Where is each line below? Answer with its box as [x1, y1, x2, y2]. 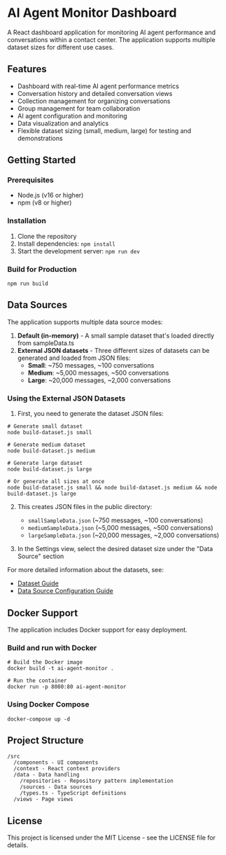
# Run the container [7, 677, 68, 684]
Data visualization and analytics [17, 119, 109, 127]
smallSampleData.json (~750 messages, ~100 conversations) [27, 516, 204, 524]
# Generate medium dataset [7, 441, 86, 449]
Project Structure [7, 734, 84, 746]
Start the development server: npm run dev [17, 246, 140, 255]
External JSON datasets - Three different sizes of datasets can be [17, 346, 210, 354]
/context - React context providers [13, 765, 120, 772]
